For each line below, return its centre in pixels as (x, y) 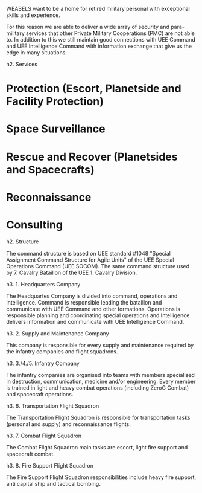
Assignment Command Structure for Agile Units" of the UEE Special (90, 260)
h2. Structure (23, 242)
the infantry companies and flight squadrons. (62, 351)
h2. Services (22, 64)
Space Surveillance (56, 129)
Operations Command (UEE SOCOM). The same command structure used (98, 266)
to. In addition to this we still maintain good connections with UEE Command (101, 40)
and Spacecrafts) (50, 169)
